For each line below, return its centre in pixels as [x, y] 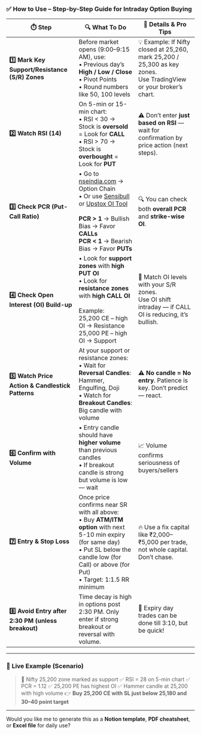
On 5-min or [96, 104]
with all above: [99, 512]
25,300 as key [159, 65]
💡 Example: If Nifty [164, 42]
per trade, [174, 542]
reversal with [97, 634]
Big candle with [100, 410]
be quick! [151, 631]
